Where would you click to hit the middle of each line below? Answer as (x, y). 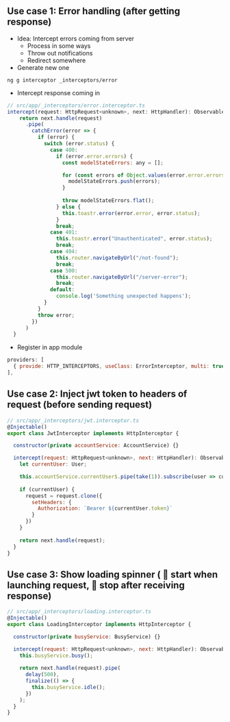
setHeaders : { (52, 502)
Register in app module (50, 347)
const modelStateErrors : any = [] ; (113, 163)
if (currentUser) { (47, 489)
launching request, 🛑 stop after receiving (96, 585)
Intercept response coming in (59, 92)
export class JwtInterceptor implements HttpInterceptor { (93, 433)
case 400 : (64, 150)
